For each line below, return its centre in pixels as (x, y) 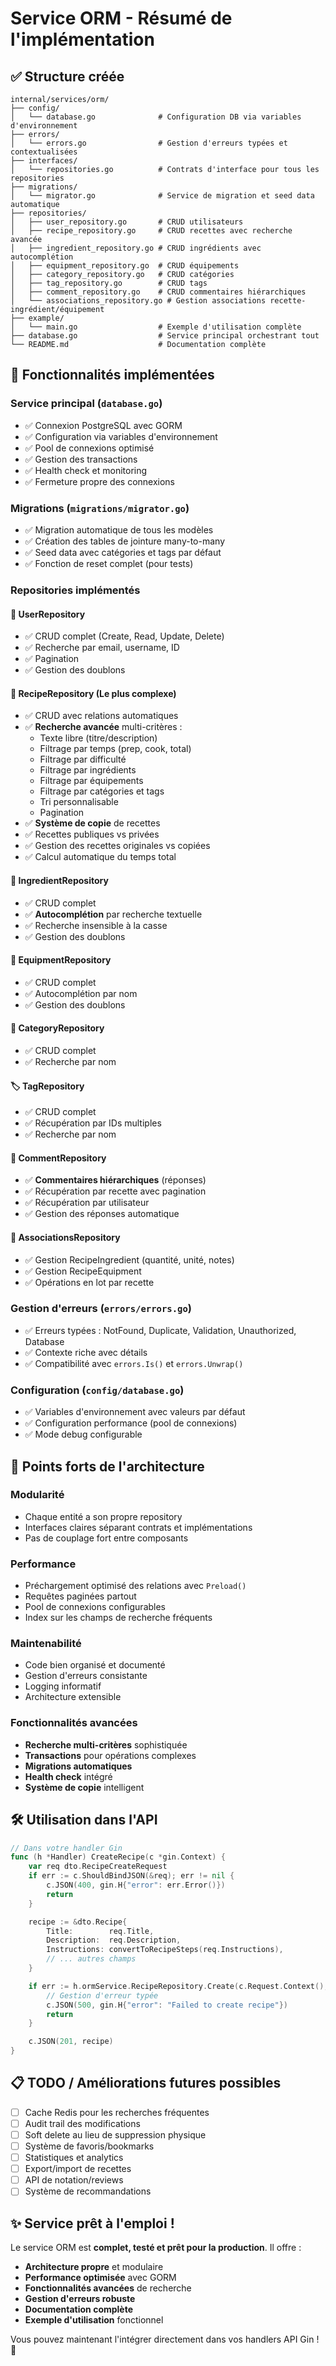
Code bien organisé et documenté (95, 1665)
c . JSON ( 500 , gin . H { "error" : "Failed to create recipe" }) (167, 2005)
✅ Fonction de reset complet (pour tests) (109, 563)
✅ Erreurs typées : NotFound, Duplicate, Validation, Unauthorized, (160, 1330)
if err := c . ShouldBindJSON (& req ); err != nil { (131, 1876)
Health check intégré (68, 1776)
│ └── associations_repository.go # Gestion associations (138, 301)
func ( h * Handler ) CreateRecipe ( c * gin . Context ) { (118, 1857)
